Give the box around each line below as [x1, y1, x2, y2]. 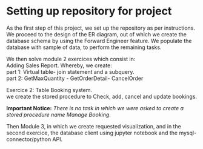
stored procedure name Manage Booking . [6, 111, 111, 118]
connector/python [6, 135, 52, 143]
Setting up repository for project [6, 4, 172, 18]
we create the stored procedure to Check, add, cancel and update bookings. [6, 93, 198, 100]
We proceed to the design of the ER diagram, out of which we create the [6, 30, 187, 38]
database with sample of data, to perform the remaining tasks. [6, 44, 162, 51]
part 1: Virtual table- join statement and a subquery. [6, 68, 135, 75]
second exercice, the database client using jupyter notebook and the [6, 129, 178, 136]
